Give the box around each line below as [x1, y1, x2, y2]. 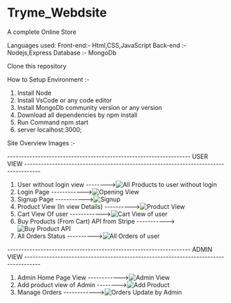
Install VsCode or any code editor [17, 95, 112, 104]
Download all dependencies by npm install [17, 111, 138, 119]
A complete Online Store [7, 28, 77, 36]
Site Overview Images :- [7, 138, 76, 147]
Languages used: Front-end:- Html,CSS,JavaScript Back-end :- [7, 41, 187, 49]
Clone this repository [7, 62, 67, 70]
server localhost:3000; [17, 125, 83, 134]
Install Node [17, 89, 52, 97]
